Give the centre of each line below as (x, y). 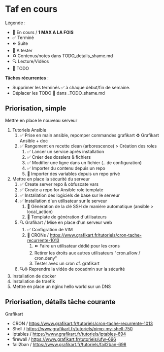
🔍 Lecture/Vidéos (31, 61)
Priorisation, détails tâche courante (60, 302)
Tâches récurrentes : (27, 78)
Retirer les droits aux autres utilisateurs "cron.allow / (87, 253)
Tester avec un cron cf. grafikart (67, 263)
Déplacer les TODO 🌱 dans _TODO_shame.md (58, 93)
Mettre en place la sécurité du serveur (51, 179)
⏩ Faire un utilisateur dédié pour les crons (77, 246)
